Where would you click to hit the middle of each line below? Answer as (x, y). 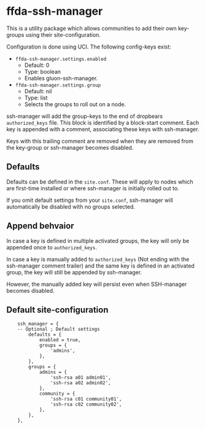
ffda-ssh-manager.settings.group (58, 85)
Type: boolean (43, 71)
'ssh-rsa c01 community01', (86, 399)
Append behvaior (41, 226)
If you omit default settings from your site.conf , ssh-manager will (90, 200)
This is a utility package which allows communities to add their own (91, 28)
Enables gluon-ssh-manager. (61, 78)
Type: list (36, 98)
